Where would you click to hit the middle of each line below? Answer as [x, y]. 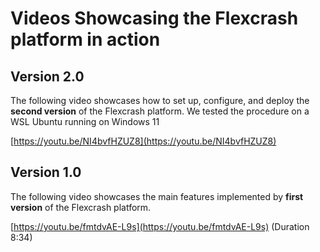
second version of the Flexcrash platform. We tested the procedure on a [160, 111]
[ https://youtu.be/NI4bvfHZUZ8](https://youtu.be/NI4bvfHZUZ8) [143, 141]
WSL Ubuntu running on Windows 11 [85, 121]
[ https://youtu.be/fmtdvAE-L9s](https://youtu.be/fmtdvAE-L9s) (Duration [160, 226]
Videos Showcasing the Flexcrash [154, 18]
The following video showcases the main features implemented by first [157, 196]
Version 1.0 [46, 172]
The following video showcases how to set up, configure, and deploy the [160, 100]
